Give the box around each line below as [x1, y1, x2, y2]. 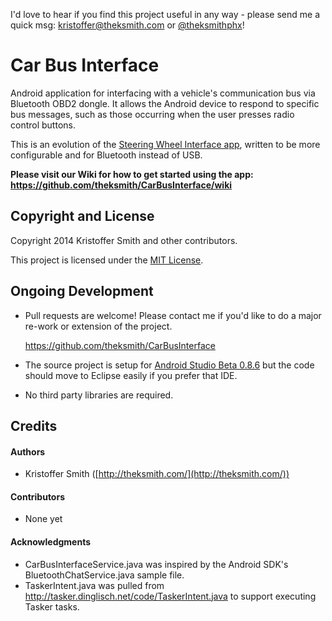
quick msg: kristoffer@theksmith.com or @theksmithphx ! [10, 19, 245, 31]
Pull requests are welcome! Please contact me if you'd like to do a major [24, 309, 322, 321]
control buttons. [10, 119, 76, 131]
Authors [10, 445, 46, 458]
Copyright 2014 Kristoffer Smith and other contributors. [10, 234, 238, 246]
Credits [10, 417, 58, 434]
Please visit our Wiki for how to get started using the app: [10, 168, 254, 180]
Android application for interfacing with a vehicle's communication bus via [10, 87, 316, 99]
